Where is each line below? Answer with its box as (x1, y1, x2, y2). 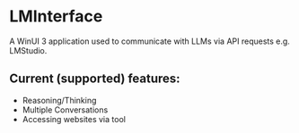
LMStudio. (9, 45, 48, 55)
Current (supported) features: (9, 71, 181, 87)
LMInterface (9, 6, 103, 27)
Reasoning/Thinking (22, 95, 97, 105)
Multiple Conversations (22, 104, 109, 115)
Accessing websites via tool (22, 113, 126, 124)
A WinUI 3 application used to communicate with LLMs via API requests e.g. (9, 36, 290, 46)
